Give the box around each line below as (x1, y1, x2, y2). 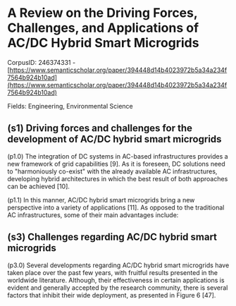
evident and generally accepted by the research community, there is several (7, 283, 228, 292)
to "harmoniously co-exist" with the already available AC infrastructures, (7, 167, 218, 176)
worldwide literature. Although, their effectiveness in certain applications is (7, 276, 225, 284)
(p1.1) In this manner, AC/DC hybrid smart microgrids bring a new (7, 195, 195, 204)
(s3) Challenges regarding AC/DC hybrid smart (7, 231, 217, 243)
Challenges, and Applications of (7, 20, 199, 36)
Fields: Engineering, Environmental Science (7, 102, 133, 110)
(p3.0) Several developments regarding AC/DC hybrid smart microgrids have (7, 261, 230, 269)
